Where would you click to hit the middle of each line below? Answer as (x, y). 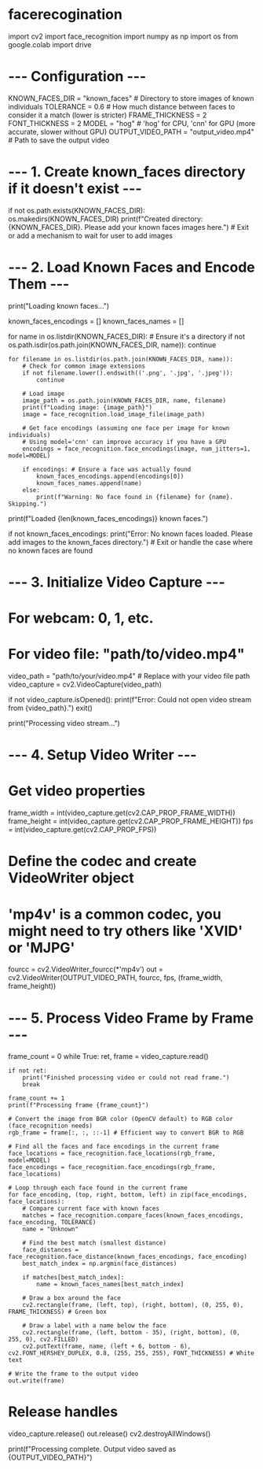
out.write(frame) (37, 1381)
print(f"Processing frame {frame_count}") (79, 1105)
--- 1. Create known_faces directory (127, 172)
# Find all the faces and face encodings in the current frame (114, 1147)
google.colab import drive (50, 44)
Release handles (63, 1412)
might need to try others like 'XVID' (126, 931)
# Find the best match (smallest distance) (95, 1243)
